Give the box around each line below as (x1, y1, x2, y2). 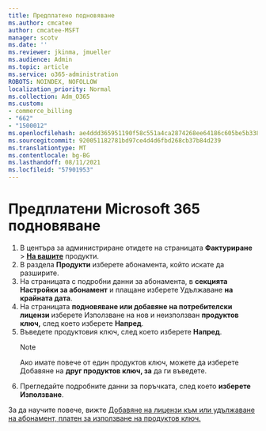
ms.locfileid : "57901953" (8, 166, 93, 174)
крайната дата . (19, 293, 73, 303)
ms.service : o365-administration (8, 70, 119, 78)
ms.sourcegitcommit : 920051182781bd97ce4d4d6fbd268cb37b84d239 (8, 136, 222, 145)
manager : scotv (8, 33, 59, 42)
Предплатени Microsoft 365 (8, 200, 200, 218)
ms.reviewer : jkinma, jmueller (8, 48, 112, 56)
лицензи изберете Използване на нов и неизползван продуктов (19, 310, 239, 319)
